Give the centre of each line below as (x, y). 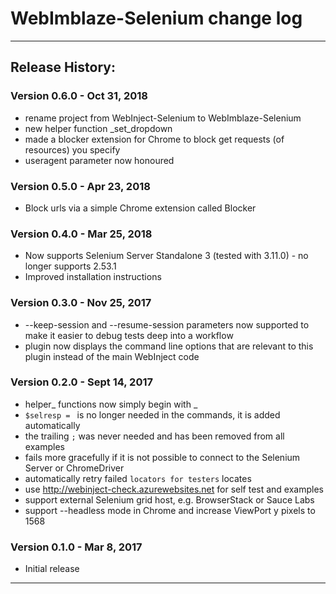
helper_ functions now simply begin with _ (111, 404)
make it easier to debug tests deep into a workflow (129, 335)
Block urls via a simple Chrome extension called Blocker (140, 208)
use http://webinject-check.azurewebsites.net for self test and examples (174, 489)
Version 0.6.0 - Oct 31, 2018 (79, 96)
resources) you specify (72, 149)
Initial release (52, 569)
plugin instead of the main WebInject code (112, 356)
